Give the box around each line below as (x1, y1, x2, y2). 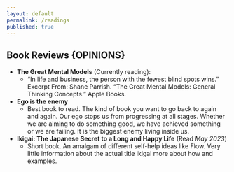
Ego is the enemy (16, 97, 68, 106)
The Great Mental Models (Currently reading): (16, 68, 151, 76)
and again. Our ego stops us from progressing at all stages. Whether (27, 113, 226, 121)
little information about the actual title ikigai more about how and (27, 150, 213, 158)
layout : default (6, 10, 54, 17)
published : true (6, 23, 54, 30)
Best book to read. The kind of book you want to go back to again (27, 105, 217, 113)
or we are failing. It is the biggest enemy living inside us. (27, 127, 190, 136)
